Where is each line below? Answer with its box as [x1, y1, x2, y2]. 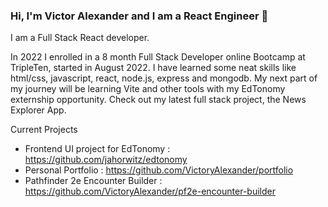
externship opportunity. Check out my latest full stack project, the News [10, 94, 307, 106]
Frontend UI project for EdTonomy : [24, 143, 171, 155]
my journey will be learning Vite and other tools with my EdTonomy [10, 83, 286, 95]
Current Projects [10, 124, 78, 136]
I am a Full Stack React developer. [10, 32, 150, 44]
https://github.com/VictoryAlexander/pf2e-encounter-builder [24, 185, 276, 198]
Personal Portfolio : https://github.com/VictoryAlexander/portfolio [24, 164, 294, 176]
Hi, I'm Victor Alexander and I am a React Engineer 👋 [10, 9, 269, 23]
